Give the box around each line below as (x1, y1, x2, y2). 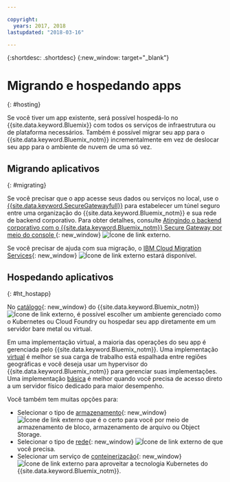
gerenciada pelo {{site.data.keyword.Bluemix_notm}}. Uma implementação (7, 345, 218, 354)
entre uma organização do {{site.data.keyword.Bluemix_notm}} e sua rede (7, 209, 217, 217)
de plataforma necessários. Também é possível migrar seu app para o (7, 128, 205, 137)
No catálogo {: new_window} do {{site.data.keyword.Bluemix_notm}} (7, 303, 200, 311)
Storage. (16, 430, 42, 438)
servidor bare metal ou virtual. (7, 324, 93, 333)
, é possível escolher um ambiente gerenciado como (73, 310, 222, 318)
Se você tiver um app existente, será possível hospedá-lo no (7, 114, 179, 122)
